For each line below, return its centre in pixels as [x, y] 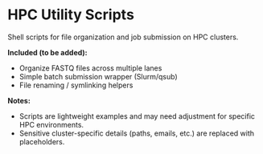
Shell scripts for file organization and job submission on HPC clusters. [123, 37]
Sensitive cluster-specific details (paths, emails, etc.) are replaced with [137, 133]
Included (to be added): [47, 52]
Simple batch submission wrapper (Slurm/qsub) [98, 76]
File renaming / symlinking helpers [76, 85]
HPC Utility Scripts [71, 15]
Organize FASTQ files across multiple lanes [90, 68]
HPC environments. [51, 124]
